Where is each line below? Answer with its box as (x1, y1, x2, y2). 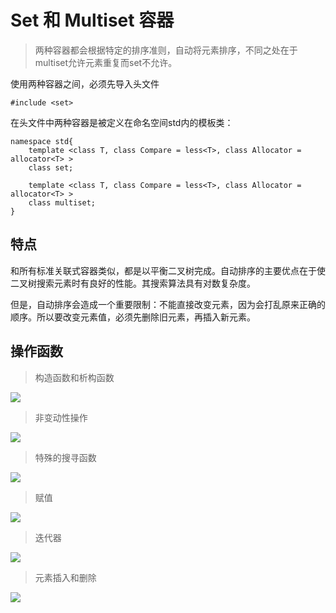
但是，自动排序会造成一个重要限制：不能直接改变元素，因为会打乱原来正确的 (10, 298, 326, 310)
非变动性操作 (34, 411, 88, 423)
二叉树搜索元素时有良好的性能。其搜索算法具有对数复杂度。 (10, 277, 256, 289)
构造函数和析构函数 (34, 371, 115, 383)
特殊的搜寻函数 (34, 451, 97, 463)
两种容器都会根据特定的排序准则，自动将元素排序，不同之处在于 (34, 44, 298, 56)
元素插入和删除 (34, 571, 97, 583)
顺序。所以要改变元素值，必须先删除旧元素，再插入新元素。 (10, 311, 256, 323)
